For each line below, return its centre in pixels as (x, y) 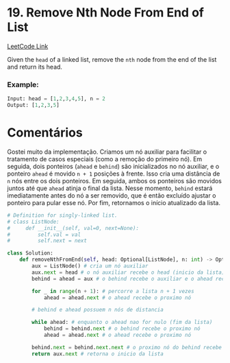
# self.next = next (47, 241)
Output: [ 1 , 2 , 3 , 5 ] (33, 105)
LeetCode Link (28, 46)
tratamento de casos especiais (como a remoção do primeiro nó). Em (105, 159)
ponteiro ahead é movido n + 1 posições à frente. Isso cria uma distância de (114, 174)
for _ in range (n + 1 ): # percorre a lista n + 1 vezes (113, 291)
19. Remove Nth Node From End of (105, 13)
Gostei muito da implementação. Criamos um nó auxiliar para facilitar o (107, 152)
